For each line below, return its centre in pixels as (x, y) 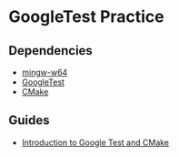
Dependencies (50, 51)
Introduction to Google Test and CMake (95, 142)
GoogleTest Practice (86, 17)
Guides (30, 120)
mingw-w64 (45, 72)
